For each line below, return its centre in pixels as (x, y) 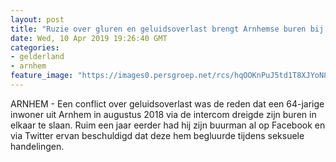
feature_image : (42, 76)
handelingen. (37, 146)
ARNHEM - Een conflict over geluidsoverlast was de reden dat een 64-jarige (167, 103)
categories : (35, 47)
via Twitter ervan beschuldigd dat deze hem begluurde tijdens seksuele (157, 135)
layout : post (37, 19)
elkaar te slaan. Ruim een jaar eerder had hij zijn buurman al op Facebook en (168, 125)
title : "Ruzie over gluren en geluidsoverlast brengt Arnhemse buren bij (167, 29)
